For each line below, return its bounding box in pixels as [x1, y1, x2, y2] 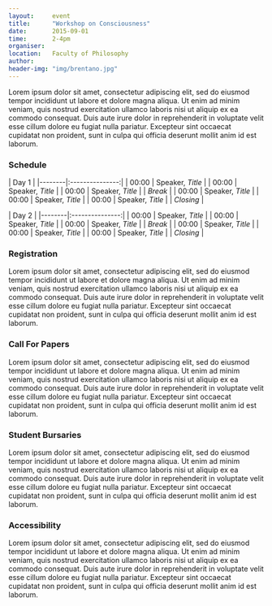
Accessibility [8, 519, 62, 530]
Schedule [8, 159, 47, 171]
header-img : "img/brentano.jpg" [8, 65, 118, 73]
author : [8, 58, 35, 66]
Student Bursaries [8, 429, 82, 440]
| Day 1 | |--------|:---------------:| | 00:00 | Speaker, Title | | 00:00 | [8, 178, 238, 188]
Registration [8, 248, 58, 259]
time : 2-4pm [8, 34, 71, 43]
